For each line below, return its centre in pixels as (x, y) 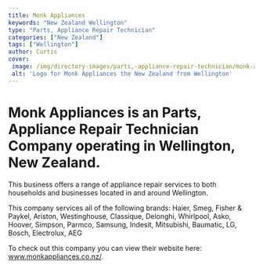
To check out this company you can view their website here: (105, 248)
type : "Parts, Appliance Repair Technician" (82, 30)
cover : (19, 60)
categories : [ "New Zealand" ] (56, 37)
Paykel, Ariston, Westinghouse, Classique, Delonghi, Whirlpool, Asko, (120, 216)
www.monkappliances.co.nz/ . (56, 256)
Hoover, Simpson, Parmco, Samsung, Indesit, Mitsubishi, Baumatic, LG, (122, 224)
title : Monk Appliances (47, 15)
